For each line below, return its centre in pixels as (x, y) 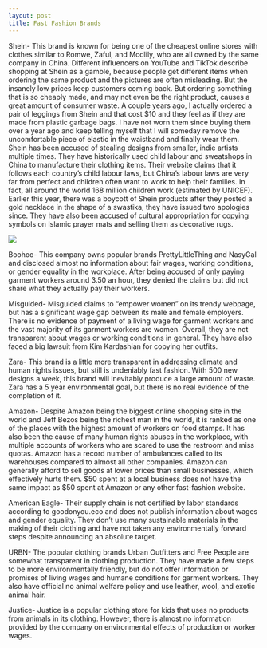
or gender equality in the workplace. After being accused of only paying (126, 271)
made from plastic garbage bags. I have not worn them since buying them (130, 122)
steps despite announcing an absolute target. (82, 536)
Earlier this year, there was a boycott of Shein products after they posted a (130, 198)
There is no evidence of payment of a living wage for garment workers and (131, 321)
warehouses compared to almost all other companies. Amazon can (118, 462)
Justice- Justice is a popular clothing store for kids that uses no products (128, 610)
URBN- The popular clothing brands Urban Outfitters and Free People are (129, 552)
